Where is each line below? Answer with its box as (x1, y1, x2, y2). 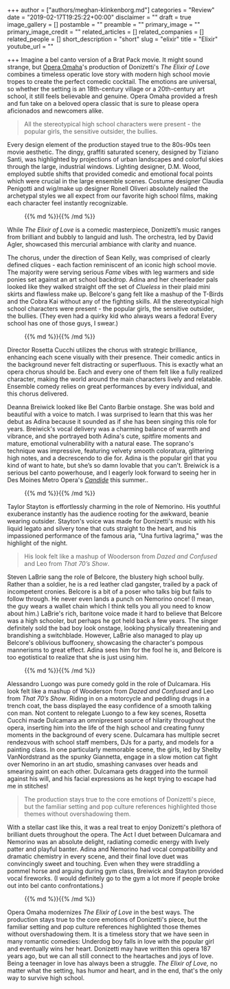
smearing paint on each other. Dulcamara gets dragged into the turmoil (7, 767, 208, 775)
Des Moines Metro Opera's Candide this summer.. (7, 476, 149, 484)
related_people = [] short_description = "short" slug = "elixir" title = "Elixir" (7, 35, 218, 43)
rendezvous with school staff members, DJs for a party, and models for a (7, 738, 214, 746)
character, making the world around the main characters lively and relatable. (7, 375, 223, 383)
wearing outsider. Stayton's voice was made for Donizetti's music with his (7, 517, 216, 525)
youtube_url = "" (7, 43, 54, 50)
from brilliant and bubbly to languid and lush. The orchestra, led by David (7, 233, 214, 241)
